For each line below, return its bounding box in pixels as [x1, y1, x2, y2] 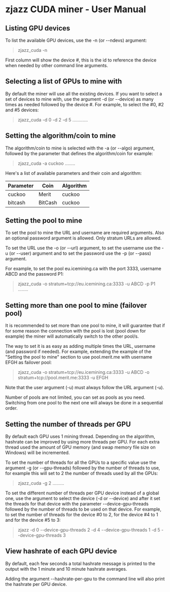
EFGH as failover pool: [5, 360, 52, 366]
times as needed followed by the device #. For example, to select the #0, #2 [5, 101, 164, 107]
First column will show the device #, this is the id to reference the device [5, 57, 157, 63]
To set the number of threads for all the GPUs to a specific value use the [5, 459, 156, 466]
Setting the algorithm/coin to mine [5, 131, 116, 140]
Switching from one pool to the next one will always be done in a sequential [5, 400, 163, 406]
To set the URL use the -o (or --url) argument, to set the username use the [5, 245, 161, 251]
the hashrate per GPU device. [5, 581, 67, 587]
